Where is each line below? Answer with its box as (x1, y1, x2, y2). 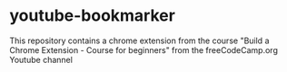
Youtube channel (9, 54, 73, 65)
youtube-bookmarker (9, 5, 175, 26)
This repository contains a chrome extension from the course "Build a (9, 35, 270, 46)
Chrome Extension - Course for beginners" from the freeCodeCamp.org (9, 44, 279, 55)
